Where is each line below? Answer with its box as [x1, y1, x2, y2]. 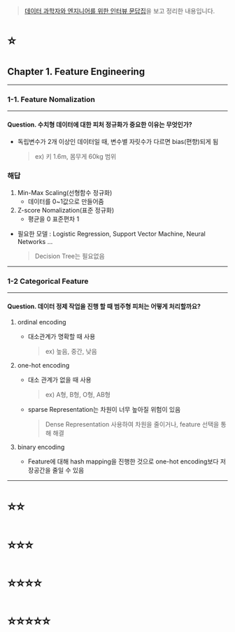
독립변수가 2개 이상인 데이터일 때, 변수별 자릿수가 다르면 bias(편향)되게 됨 [17, 137, 219, 145]
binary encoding [17, 443, 65, 452]
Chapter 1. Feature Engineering [7, 66, 145, 78]
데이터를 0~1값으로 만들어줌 [27, 197, 104, 206]
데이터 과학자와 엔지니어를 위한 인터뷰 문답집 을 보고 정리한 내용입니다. [24, 7, 215, 15]
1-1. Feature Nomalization [7, 94, 96, 104]
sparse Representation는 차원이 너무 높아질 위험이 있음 [27, 405, 181, 414]
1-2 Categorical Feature [7, 276, 89, 286]
